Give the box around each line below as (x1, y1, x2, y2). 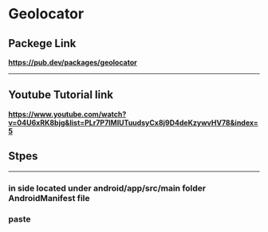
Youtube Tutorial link (8, 88, 114, 102)
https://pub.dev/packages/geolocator (8, 57, 137, 67)
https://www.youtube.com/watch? (8, 109, 127, 119)
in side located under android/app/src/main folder (8, 183, 207, 194)
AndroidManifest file (8, 192, 90, 203)
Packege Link (8, 37, 77, 50)
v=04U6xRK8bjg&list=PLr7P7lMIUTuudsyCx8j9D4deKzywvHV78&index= (8, 117, 258, 128)
